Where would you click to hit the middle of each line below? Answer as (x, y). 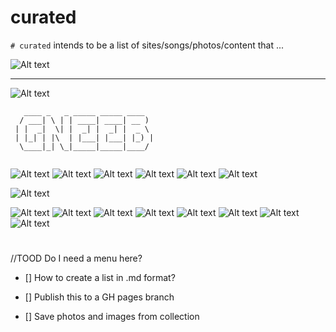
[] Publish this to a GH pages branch (99, 297)
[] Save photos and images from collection (112, 317)
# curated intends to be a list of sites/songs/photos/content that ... (147, 45)
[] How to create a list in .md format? (100, 278)
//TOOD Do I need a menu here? (76, 258)
